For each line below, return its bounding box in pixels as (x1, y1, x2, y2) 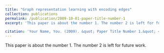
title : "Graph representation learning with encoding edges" (5, 7, 132, 12)
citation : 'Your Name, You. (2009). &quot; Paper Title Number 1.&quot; (5, 29, 156, 34)
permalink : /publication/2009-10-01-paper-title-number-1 (5, 16, 125, 21)
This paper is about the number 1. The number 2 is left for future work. (5, 42, 147, 48)
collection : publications (5, 12, 58, 16)
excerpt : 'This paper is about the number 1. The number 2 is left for (5, 20, 154, 26)
